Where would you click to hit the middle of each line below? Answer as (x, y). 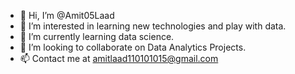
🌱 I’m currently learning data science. (97, 36)
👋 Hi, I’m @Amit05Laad (67, 15)
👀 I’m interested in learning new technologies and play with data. (153, 26)
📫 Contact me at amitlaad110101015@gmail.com (119, 58)
